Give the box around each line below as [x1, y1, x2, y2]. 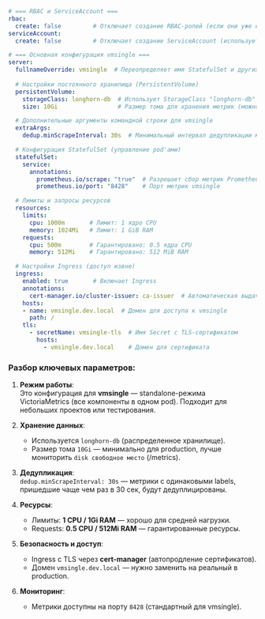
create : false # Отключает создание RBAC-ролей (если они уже [15, 22, 252, 30]
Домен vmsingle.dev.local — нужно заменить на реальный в [31, 563, 238, 572]
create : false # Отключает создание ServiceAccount [15, 36, 217, 45]
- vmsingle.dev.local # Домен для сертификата [43, 343, 211, 351]
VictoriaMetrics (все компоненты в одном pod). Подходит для [19, 397, 227, 406]
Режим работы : [19, 380, 75, 390]
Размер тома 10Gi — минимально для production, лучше [31, 444, 222, 454]
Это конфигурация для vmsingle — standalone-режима [19, 388, 207, 398]
